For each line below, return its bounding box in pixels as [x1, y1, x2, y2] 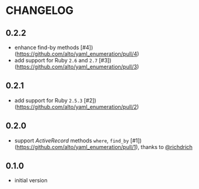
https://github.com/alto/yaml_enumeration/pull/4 [16, 50, 137, 58]
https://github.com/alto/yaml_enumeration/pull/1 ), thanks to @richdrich [16, 143, 193, 150]
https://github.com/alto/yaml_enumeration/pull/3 [16, 63, 137, 70]
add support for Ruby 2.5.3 [14, 96, 83, 104]
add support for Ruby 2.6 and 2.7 [14, 57, 98, 64]
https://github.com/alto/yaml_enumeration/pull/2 [16, 103, 137, 110]
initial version [14, 177, 48, 184]
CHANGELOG [5, 4, 74, 18]
